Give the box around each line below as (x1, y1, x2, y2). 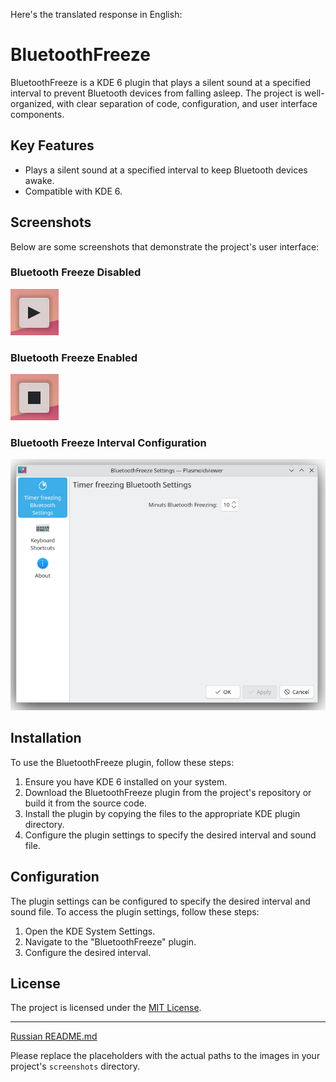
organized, (10, 97, 55, 109)
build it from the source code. (24, 797, 147, 809)
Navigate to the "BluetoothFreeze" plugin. (24, 935, 197, 948)
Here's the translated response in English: (10, 9, 183, 20)
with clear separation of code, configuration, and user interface (56, 97, 318, 109)
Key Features (10, 137, 95, 154)
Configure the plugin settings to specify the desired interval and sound (24, 829, 317, 841)
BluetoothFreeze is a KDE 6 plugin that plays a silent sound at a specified (10, 76, 311, 88)
